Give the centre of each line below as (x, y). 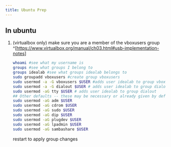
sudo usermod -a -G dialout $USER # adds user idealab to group (82, 86)
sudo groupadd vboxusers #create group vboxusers (66, 77)
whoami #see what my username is (48, 63)
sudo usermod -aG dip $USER (42, 115)
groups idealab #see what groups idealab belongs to (70, 72)
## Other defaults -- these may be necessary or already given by (84, 96)
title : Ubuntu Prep (26, 10)
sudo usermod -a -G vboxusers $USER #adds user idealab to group (83, 82)
